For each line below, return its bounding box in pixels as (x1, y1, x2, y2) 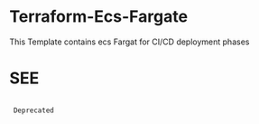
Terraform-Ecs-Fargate (9, 6, 188, 27)
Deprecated (13, 106, 54, 115)
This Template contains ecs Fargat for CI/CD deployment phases (9, 36, 250, 47)
